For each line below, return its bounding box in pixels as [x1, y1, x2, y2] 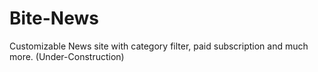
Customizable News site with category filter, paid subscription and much [9, 40, 309, 52]
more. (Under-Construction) [9, 50, 125, 62]
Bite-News [9, 7, 99, 30]
